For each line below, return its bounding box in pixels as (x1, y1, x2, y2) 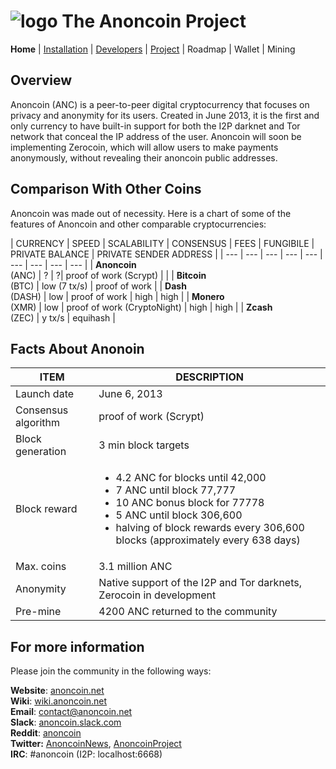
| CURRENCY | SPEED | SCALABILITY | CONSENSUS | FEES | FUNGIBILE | (10, 237, 315, 249)
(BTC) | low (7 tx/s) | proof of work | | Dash (10, 280, 187, 292)
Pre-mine (15, 605, 62, 619)
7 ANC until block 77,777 (115, 483, 237, 497)
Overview (10, 72, 73, 89)
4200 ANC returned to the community (98, 605, 278, 619)
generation (15, 445, 67, 459)
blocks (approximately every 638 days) (115, 533, 301, 547)
